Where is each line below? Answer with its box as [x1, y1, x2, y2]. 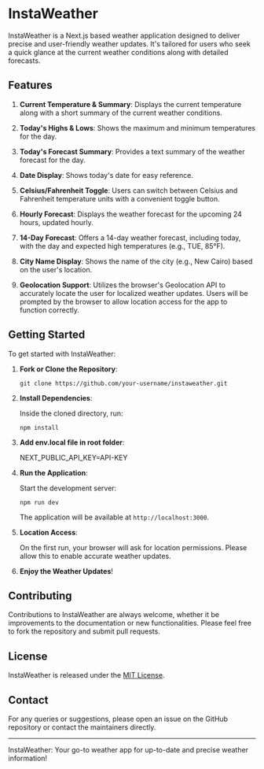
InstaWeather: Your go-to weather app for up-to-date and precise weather [8, 745, 249, 754]
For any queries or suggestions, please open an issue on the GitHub [8, 714, 229, 723]
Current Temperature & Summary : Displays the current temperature [19, 99, 242, 109]
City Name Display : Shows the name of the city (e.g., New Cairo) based [19, 257, 253, 266]
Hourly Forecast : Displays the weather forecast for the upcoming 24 [19, 209, 242, 219]
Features [8, 79, 53, 92]
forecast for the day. [19, 155, 86, 165]
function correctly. [19, 305, 80, 315]
